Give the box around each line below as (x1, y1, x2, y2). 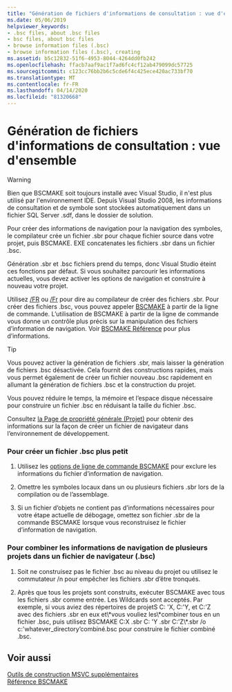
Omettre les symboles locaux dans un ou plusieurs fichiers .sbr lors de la (17, 483, 224, 491)
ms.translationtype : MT (7, 74, 76, 81)
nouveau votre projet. (7, 281, 68, 290)
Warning (7, 175, 31, 184)
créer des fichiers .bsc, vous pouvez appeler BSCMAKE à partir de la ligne (7, 302, 219, 311)
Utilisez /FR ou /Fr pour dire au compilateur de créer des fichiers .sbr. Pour (7, 295, 220, 303)
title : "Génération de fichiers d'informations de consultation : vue (7, 10, 215, 17)
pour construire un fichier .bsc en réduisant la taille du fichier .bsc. (7, 401, 197, 410)
